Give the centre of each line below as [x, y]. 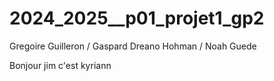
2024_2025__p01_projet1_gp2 [137, 18]
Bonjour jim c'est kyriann [60, 65]
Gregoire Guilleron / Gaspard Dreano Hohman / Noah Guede [133, 46]
